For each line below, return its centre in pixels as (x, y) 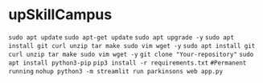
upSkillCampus (60, 15)
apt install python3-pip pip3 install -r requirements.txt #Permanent (127, 63)
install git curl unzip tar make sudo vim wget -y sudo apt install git (132, 45)
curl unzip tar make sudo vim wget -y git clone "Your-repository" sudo (131, 54)
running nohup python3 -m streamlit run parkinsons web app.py (116, 71)
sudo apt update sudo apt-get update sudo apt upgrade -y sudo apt (121, 38)
